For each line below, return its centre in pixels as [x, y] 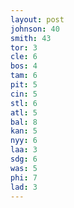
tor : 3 [24, 47]
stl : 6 [24, 103]
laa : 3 [24, 150]
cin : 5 [24, 94]
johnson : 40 [35, 29]
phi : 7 [24, 177]
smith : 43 [31, 38]
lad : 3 [24, 187]
